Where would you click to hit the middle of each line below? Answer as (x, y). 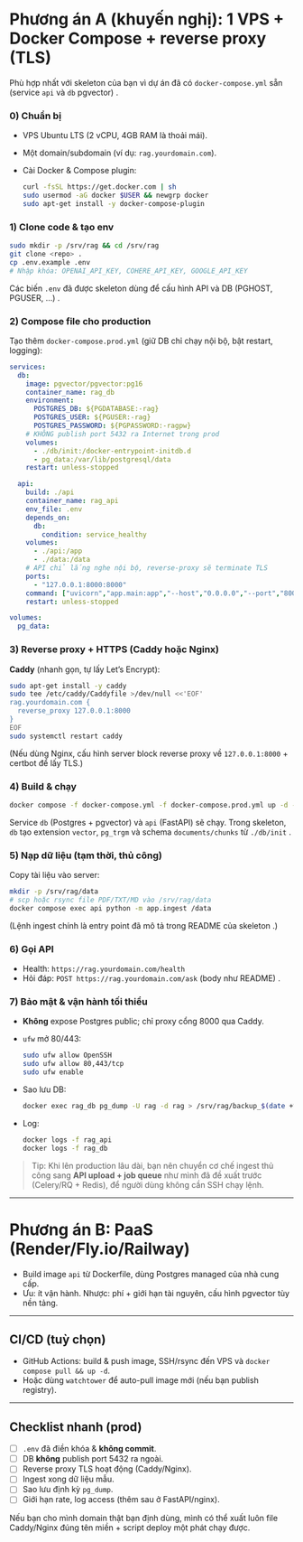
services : (28, 367)
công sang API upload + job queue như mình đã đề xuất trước (147, 1175)
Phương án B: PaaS (81, 1229)
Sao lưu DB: (44, 1089)
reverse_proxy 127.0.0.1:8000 (74, 711)
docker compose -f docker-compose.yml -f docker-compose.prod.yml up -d (149, 805)
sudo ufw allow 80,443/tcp (73, 1064)
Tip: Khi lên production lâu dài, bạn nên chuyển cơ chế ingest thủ (152, 1165)
